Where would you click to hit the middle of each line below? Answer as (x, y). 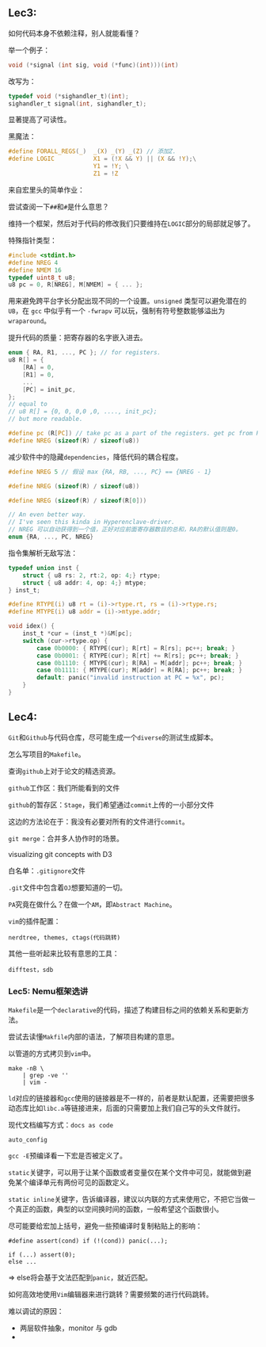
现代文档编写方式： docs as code (61, 1125)
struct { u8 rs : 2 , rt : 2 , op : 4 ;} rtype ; (92, 575)
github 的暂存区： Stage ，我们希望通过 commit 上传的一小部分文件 (111, 805)
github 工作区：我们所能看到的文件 (64, 787)
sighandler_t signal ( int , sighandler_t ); (78, 103)
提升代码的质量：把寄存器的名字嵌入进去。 (78, 338)
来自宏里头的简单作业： (46, 189)
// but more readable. (46, 419)
